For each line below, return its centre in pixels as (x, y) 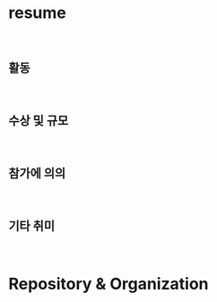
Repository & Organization (108, 284)
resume (37, 13)
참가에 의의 (37, 173)
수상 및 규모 (39, 121)
